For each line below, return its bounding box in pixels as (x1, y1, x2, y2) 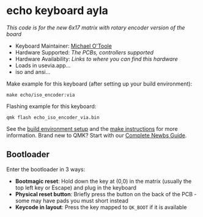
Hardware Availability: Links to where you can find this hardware (15, 55, 179, 62)
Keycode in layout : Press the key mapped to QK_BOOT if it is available (15, 203, 187, 211)
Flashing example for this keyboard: (6, 102, 97, 110)
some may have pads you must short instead (15, 197, 128, 204)
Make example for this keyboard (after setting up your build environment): (6, 80, 193, 87)
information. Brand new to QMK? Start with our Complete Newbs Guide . (6, 131, 187, 139)
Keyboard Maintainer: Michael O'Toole (15, 42, 112, 50)
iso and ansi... (15, 68, 51, 75)
